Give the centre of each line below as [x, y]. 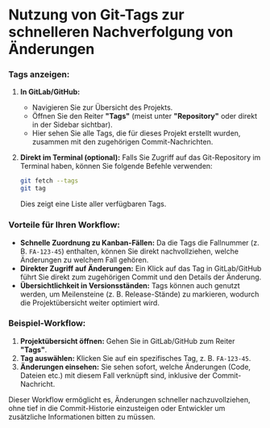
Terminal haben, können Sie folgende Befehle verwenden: [116, 166]
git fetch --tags [49, 181]
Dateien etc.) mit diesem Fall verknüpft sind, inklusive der [115, 375]
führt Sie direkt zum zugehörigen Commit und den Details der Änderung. [141, 277]
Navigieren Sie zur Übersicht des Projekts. [102, 107]
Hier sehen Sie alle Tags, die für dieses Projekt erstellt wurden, [136, 133]
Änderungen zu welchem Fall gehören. [84, 259]
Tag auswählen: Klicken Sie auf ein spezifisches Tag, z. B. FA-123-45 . [135, 358]
